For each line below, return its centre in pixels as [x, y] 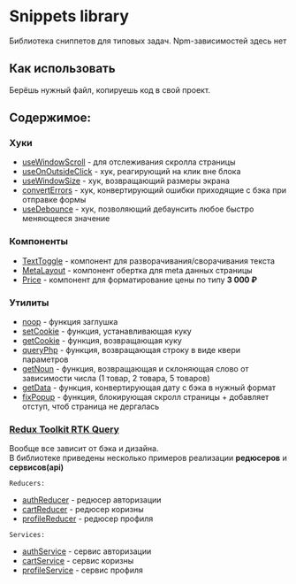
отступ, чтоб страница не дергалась [91, 407]
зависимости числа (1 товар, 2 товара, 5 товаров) [116, 379]
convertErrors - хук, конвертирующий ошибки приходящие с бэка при [154, 190]
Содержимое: [50, 118]
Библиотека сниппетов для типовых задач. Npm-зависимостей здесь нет [148, 41]
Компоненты [39, 242]
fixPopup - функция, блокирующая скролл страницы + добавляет [145, 397]
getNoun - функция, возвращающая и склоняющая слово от [135, 369]
